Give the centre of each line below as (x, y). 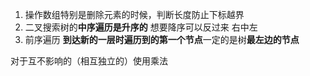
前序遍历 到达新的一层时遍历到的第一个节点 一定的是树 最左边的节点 (162, 39)
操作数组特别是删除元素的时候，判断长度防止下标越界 (134, 14)
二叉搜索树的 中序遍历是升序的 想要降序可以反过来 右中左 (141, 27)
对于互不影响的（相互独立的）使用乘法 (89, 61)
